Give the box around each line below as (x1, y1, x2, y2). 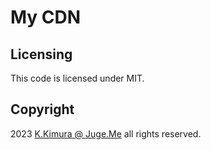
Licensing (10, 46, 73, 63)
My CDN (10, 6, 82, 29)
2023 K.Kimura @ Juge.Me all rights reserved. (10, 127, 202, 140)
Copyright (10, 101, 75, 118)
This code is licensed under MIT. (10, 72, 145, 84)
